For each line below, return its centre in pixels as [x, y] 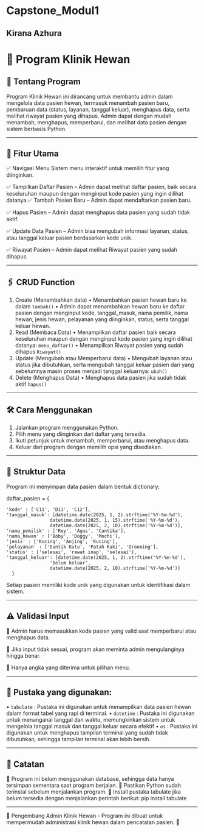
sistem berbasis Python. [36, 129]
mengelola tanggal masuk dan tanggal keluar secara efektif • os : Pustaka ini [102, 727]
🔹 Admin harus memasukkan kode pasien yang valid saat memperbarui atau [101, 631]
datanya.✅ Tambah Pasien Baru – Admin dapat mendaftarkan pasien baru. [99, 200]
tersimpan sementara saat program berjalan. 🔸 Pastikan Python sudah [93, 785]
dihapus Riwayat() [38, 352]
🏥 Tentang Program [43, 82]
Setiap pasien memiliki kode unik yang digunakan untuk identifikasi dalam [98, 585]
